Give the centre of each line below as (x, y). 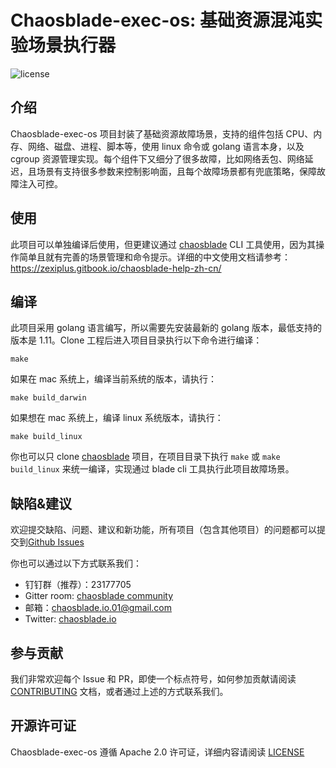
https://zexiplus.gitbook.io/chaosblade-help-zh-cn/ (116, 268)
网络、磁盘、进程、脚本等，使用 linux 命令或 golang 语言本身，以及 (166, 146)
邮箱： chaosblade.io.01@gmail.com (98, 608)
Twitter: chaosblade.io (70, 619)
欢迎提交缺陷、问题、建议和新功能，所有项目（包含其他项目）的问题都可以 (163, 530)
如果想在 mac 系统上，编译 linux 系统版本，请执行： (117, 418)
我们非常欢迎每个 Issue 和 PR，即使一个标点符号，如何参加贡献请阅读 (153, 679)
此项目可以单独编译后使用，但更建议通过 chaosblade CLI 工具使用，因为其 (163, 244)
